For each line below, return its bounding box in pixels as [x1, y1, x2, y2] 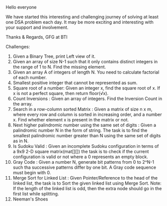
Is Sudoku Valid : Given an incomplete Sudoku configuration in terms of [12, 143, 159, 149]
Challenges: [5, 44, 30, 49]
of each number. [12, 75, 47, 80]
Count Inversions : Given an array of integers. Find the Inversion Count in [12, 96, 163, 102]
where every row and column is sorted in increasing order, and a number [12, 111, 162, 117]
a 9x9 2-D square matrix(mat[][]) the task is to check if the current [12, 149, 149, 154]
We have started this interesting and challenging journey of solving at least [5, 14, 159, 19]
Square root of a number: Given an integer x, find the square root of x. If [12, 85, 161, 91]
